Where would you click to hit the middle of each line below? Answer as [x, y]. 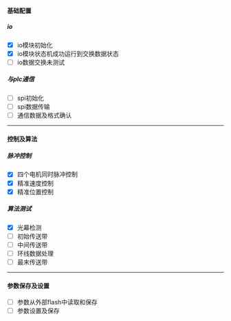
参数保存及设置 [28, 285]
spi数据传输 [33, 106]
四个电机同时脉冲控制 [47, 174]
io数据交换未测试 [41, 62]
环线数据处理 [35, 253]
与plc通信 [21, 79]
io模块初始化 [35, 45]
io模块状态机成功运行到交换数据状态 [68, 53]
